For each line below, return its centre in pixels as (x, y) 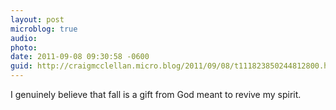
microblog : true (44, 29)
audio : (24, 38)
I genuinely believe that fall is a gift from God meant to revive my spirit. (156, 94)
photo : (24, 47)
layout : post (37, 19)
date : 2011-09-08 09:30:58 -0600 (80, 57)
